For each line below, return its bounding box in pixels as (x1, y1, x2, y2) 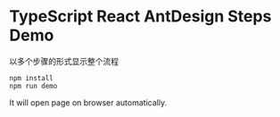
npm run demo (9, 81, 58, 90)
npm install (9, 73, 54, 82)
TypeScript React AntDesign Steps (9, 6, 272, 27)
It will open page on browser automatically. (9, 96, 168, 108)
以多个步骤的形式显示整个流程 (9, 55, 119, 66)
